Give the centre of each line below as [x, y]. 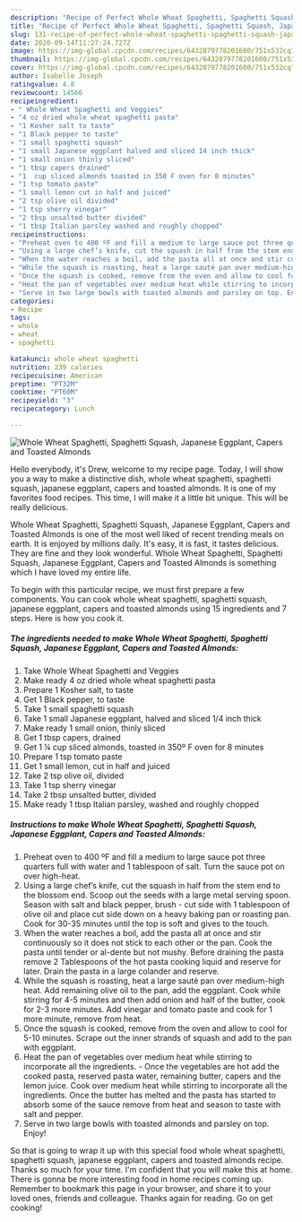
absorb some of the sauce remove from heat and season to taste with [152, 1105]
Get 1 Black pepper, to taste [74, 699]
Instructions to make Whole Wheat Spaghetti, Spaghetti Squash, [134, 825]
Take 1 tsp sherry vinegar [70, 784]
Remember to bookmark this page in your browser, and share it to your [141, 1188]
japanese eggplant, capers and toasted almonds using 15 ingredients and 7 [149, 608]
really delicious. [39, 507]
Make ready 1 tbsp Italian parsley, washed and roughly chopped [141, 804]
